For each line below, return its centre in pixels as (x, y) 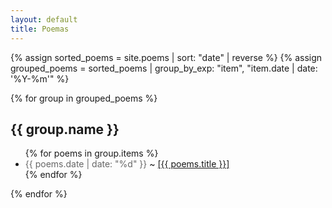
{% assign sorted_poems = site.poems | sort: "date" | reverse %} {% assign (166, 57)
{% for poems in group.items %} (91, 153)
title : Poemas (40, 29)
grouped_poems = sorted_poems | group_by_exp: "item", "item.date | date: (164, 68)
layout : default (44, 19)
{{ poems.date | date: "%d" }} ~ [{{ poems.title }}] (127, 164)
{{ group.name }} (65, 129)
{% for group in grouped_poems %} (84, 98)
